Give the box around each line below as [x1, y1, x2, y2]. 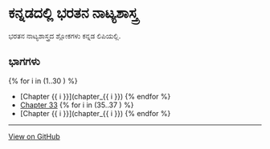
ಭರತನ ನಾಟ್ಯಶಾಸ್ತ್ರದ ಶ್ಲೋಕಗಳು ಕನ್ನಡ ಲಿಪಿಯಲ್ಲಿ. [8, 30, 121, 40]
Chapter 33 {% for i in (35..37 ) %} [19, 100, 134, 110]
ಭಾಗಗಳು [8, 54, 40, 68]
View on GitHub [8, 131, 60, 141]
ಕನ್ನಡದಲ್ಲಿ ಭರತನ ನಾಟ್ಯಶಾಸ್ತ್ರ [8, 4, 138, 22]
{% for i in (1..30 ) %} [8, 76, 78, 86]
